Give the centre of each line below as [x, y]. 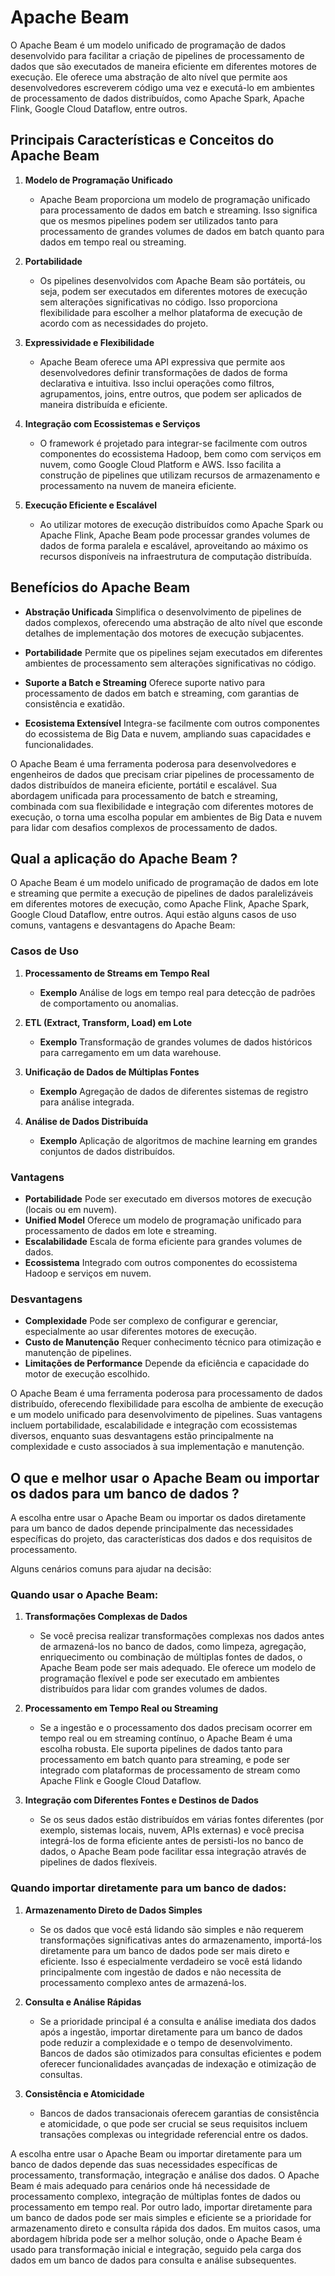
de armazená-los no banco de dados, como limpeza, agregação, [173, 1647]
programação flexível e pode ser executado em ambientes [159, 1678]
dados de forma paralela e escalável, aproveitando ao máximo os [174, 545]
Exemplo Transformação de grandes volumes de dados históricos [176, 1042]
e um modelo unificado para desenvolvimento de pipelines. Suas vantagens [166, 1415]
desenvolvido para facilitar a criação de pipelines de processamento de [157, 55]
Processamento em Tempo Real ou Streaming [121, 1708]
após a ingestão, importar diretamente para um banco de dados [171, 2032]
